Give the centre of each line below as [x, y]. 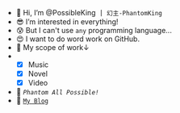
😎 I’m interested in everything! [67, 22]
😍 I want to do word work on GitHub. [77, 39]
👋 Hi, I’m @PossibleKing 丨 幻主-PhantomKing [89, 13]
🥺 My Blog [32, 101]
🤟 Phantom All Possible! [57, 92]
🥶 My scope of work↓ [52, 47]
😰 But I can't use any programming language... [94, 30]
